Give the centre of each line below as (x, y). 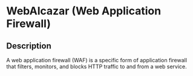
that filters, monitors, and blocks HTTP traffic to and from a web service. (97, 66)
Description (29, 46)
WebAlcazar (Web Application (84, 11)
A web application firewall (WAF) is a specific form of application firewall (97, 60)
